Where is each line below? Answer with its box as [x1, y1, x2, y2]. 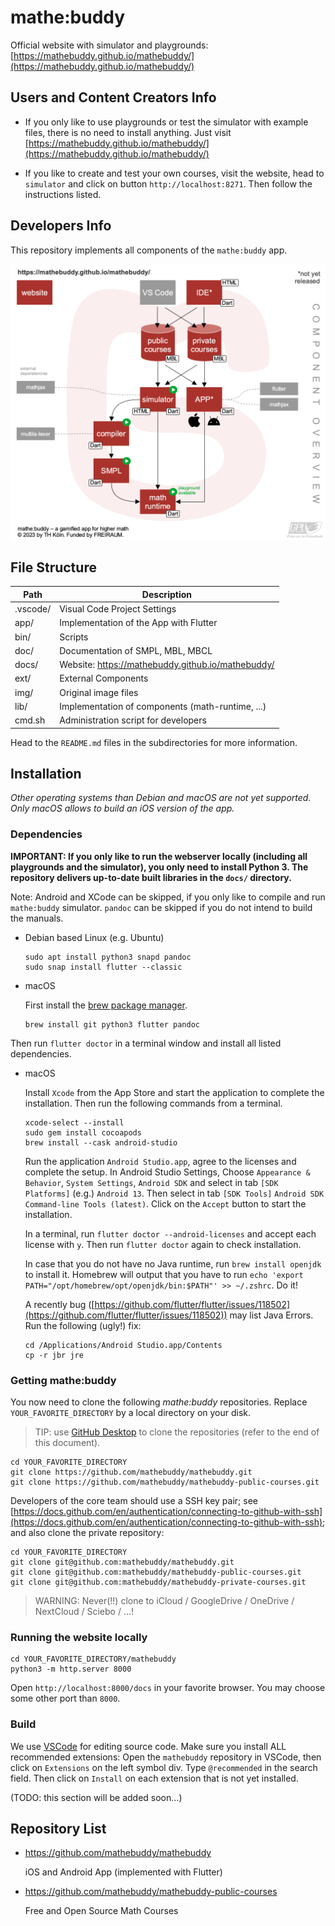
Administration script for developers [59, 714, 207, 726]
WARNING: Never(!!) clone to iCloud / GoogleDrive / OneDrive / [34, 1595, 295, 1607]
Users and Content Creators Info [10, 89, 217, 106]
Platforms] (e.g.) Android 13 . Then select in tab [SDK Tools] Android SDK [24, 1187, 325, 1199]
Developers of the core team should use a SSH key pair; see [10, 1495, 258, 1507]
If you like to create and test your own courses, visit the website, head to [24, 167, 325, 179]
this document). [34, 1437, 101, 1449]
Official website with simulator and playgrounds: [10, 39, 209, 51]
